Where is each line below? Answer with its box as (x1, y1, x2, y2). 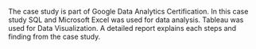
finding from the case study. (8, 32, 101, 41)
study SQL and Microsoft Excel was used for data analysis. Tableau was (8, 15, 244, 24)
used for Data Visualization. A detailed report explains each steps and (8, 24, 237, 32)
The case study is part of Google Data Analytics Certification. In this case (8, 7, 249, 16)
